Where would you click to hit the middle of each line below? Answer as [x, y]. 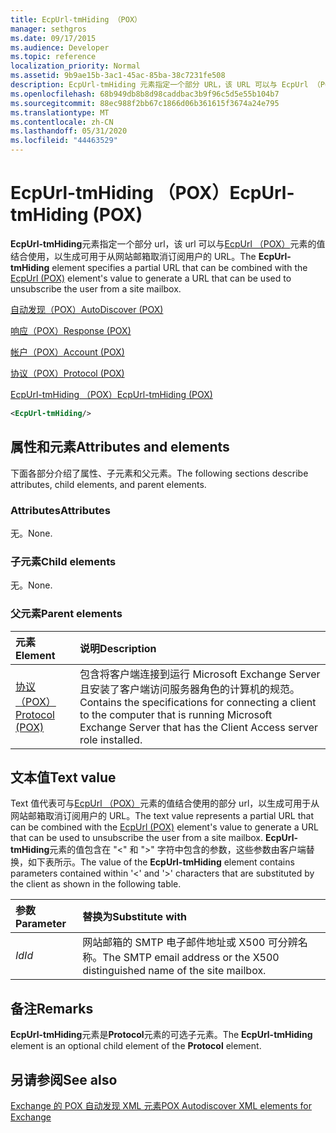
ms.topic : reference [53, 57]
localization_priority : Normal [75, 66]
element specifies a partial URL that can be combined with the [179, 267]
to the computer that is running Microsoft [176, 714]
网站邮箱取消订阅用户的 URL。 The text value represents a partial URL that [162, 816]
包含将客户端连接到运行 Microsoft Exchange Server [200, 674]
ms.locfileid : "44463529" [64, 141]
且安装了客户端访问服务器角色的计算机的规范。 [190, 689]
